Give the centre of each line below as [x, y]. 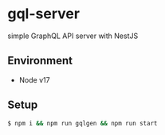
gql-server [44, 14]
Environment [40, 61]
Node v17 [34, 79]
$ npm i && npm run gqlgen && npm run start [82, 123]
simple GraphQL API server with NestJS [73, 36]
